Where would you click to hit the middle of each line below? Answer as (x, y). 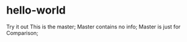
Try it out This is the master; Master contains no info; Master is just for (93, 27)
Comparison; (22, 33)
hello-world (36, 10)
